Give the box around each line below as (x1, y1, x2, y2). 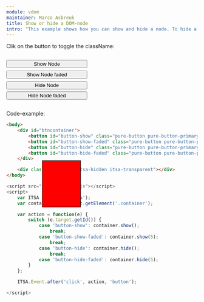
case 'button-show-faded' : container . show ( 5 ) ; (38, 234, 159, 241)
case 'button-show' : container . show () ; (38, 223, 140, 229)
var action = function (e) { (17, 211, 88, 217)
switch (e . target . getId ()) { (28, 217, 102, 223)
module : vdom (6, 9, 39, 15)
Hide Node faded (27, 93, 66, 99)
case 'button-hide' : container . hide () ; (38, 245, 140, 251)
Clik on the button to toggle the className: (6, 43, 115, 50)
